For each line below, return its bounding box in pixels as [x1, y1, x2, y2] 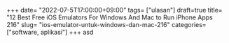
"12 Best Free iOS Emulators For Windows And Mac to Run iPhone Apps [6, 13, 213, 21]
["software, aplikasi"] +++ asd [6, 28, 94, 36]
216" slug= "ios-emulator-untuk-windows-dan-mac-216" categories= [6, 21, 207, 28]
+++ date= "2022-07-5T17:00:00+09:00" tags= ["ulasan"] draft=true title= [6, 6, 223, 14]
